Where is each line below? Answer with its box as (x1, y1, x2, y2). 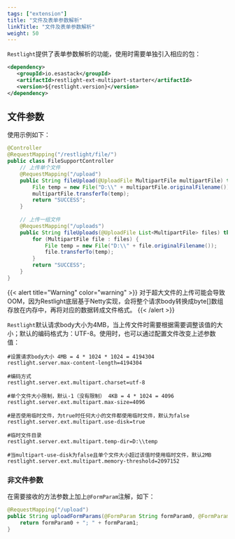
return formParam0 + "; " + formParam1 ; (20, 519, 139, 526)
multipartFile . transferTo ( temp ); (32, 190, 130, 197)
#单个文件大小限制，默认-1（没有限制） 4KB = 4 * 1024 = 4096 (7, 392, 175, 399)
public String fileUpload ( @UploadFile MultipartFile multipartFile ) (20, 177, 224, 184)
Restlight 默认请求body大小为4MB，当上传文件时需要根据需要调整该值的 (7, 320, 217, 329)
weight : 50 (7, 29, 39, 37)
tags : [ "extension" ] (7, 10, 68, 17)
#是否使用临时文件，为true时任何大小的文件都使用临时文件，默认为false (7, 412, 190, 419)
